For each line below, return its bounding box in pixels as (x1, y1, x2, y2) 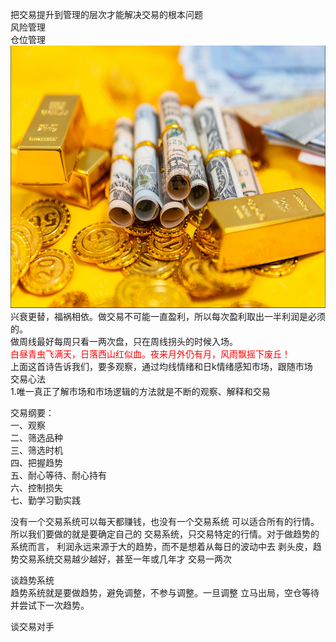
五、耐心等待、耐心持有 (10, 469, 107, 481)
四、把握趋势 (10, 457, 63, 468)
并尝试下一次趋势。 (10, 599, 90, 611)
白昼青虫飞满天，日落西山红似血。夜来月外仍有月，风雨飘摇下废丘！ (10, 348, 291, 360)
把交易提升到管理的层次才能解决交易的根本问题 (10, 9, 203, 20)
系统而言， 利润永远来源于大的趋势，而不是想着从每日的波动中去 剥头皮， (10, 541, 313, 552)
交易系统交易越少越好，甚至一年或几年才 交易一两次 (18, 553, 232, 565)
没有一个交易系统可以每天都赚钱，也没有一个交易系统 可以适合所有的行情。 (10, 516, 320, 527)
